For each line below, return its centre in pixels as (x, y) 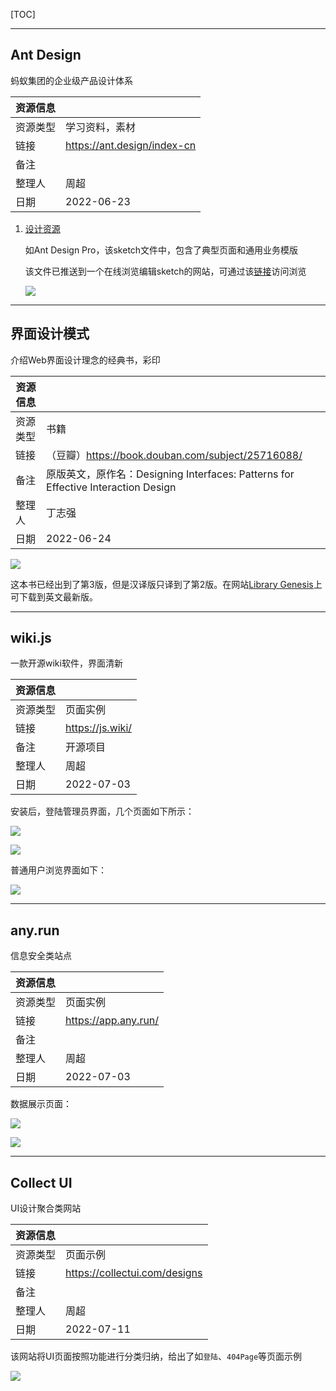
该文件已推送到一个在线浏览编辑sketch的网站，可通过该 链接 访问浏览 (165, 271)
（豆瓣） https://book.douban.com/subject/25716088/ (174, 455)
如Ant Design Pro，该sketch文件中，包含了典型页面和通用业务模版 (161, 250)
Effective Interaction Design (111, 487)
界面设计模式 (50, 334)
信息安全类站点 (41, 956)
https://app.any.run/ (112, 1021)
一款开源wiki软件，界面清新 (66, 663)
